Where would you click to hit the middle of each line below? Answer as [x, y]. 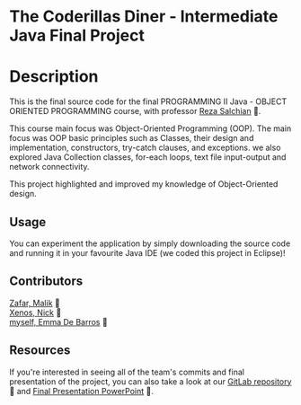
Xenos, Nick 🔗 [35, 313]
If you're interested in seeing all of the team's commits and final [127, 372]
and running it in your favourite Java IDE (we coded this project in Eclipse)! [147, 252]
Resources [40, 351]
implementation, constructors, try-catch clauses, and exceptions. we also [145, 148]
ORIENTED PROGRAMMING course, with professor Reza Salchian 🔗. [135, 111]
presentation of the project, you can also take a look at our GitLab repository [150, 381]
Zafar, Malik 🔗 [35, 303]
